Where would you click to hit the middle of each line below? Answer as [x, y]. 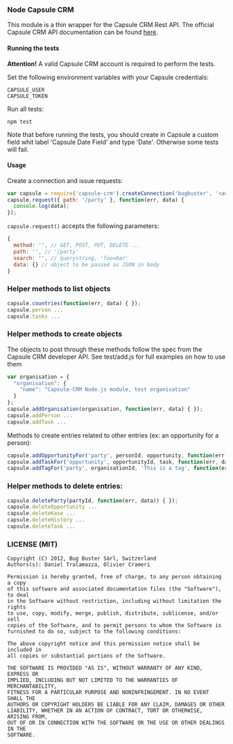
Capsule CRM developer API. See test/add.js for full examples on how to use [116, 357]
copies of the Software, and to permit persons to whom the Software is [114, 626]
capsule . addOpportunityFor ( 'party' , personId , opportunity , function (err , [118, 455]
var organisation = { [38, 377]
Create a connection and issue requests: [65, 180]
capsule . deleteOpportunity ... [52, 507]
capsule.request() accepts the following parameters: [83, 226]
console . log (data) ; [42, 207]
